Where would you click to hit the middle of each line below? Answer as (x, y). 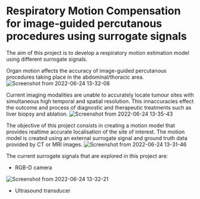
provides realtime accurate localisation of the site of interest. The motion (96, 132)
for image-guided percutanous (84, 24)
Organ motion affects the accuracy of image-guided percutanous (87, 70)
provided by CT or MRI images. (44, 144)
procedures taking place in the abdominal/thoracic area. (75, 77)
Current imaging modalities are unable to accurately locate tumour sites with (100, 95)
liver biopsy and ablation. (37, 114)
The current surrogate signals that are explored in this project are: (87, 156)
